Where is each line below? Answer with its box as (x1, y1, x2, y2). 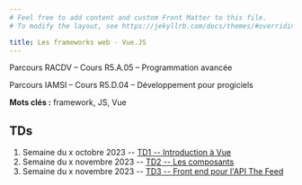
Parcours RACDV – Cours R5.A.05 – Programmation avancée (9, 62, 233, 73)
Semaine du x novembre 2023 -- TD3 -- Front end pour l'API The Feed (22, 166, 284, 177)
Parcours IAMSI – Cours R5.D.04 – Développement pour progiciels (9, 80, 253, 91)
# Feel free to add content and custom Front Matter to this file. (9, 13, 268, 22)
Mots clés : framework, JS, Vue (9, 97, 128, 108)
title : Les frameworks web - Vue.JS (9, 38, 147, 47)
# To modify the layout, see (9, 22, 119, 31)
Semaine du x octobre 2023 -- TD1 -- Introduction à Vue (22, 147, 232, 158)
